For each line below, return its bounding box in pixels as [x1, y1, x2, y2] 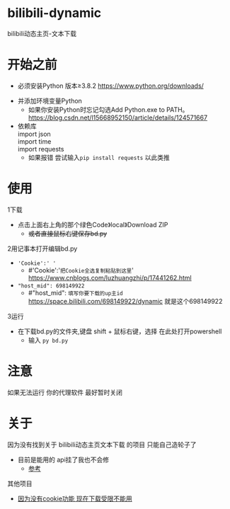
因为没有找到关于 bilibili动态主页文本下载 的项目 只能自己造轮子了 [7, 440, 197, 449]
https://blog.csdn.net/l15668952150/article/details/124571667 [28, 113, 207, 122]
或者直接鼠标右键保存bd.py [28, 229, 108, 238]
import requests [17, 144, 64, 153]
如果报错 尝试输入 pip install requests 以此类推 [28, 153, 170, 161]
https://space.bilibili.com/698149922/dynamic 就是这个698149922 [28, 297, 223, 305]
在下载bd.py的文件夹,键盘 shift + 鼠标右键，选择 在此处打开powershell [17, 327, 222, 336]
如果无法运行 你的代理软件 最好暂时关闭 [7, 388, 122, 396]
